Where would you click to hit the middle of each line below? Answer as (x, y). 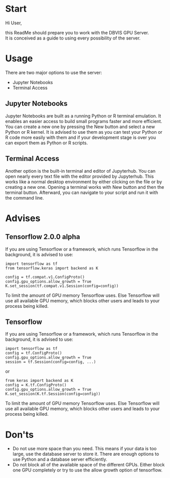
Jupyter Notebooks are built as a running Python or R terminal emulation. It (83, 116)
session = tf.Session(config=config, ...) (51, 362)
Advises (23, 218)
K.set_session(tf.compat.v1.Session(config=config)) (62, 286)
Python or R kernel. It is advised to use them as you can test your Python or (84, 132)
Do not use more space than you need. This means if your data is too (84, 449)
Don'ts (19, 435)
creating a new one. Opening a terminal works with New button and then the (85, 187)
